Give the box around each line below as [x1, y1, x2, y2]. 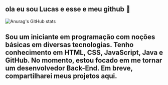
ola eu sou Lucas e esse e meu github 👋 [5, 5, 130, 13]
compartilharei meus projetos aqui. [5, 72, 117, 80]
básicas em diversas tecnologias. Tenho [5, 40, 134, 49]
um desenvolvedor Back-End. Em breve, [5, 64, 133, 72]
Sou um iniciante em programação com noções [5, 33, 155, 41]
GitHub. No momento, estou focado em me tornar [5, 56, 162, 65]
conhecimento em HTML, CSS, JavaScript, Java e [5, 48, 163, 57]
